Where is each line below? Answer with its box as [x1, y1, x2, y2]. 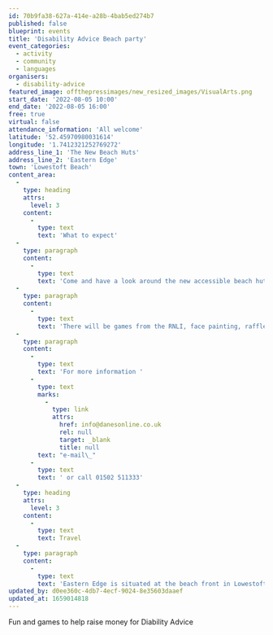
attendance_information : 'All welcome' [8, 125, 144, 134]
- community [15, 58, 57, 66]
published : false [8, 20, 67, 28]
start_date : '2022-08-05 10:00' [8, 95, 118, 103]
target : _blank [59, 436, 111, 444]
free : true [8, 111, 45, 119]
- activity [15, 50, 53, 58]
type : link [51, 405, 89, 414]
